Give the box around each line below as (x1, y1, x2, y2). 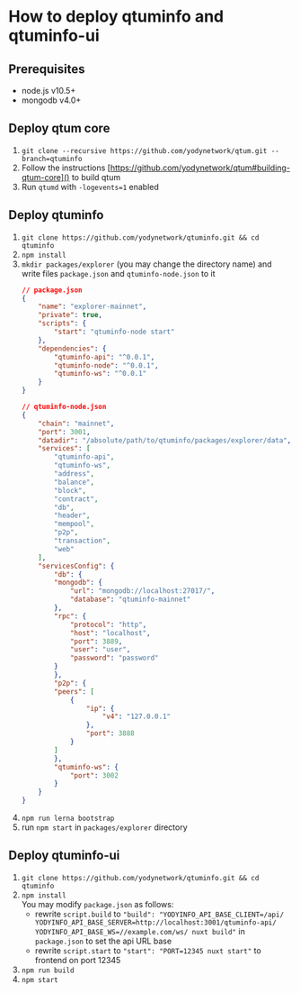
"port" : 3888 (85, 729, 136, 738)
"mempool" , (54, 520, 95, 529)
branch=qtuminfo (21, 154, 83, 163)
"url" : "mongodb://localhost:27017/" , (69, 587, 216, 596)
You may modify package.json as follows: (21, 898, 174, 909)
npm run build (21, 966, 75, 975)
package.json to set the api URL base (34, 935, 172, 946)
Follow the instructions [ (21, 162, 111, 173)
